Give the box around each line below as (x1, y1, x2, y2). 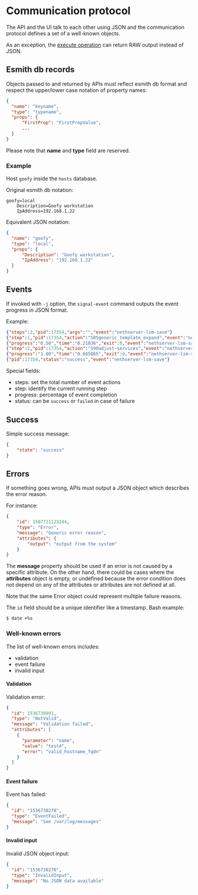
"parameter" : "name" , (21, 738, 75, 744)
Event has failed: (6, 791, 47, 798)
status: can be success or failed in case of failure (14, 398, 136, 405)
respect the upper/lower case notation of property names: (6, 87, 147, 94)
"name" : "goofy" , (11, 235, 54, 241)
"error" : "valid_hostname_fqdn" (21, 748, 101, 755)
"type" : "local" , (11, 240, 54, 247)
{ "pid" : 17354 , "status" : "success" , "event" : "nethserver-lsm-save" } (6, 356, 170, 363)
